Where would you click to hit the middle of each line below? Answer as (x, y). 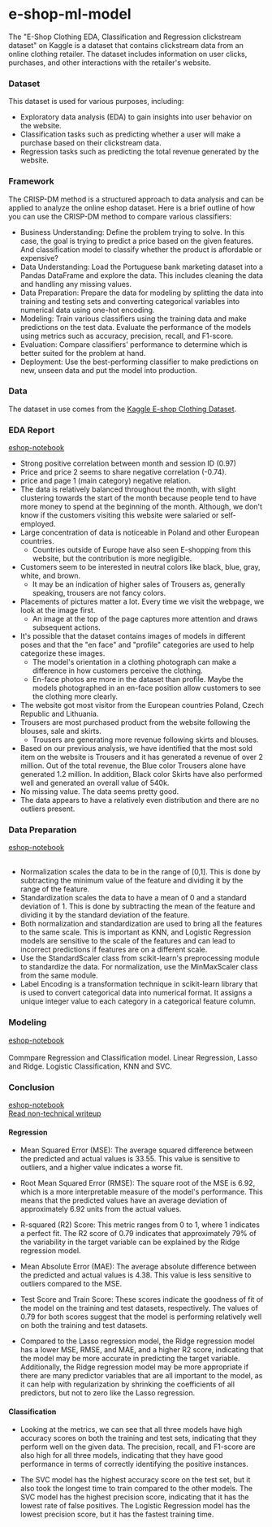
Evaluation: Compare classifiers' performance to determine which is (134, 344)
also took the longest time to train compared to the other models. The (136, 1489)
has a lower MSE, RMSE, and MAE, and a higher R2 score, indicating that (142, 1350)
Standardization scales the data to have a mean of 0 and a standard (134, 898)
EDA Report (32, 430)
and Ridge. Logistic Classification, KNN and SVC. (91, 1066)
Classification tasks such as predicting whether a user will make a (130, 134)
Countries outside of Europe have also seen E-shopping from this (142, 550)
